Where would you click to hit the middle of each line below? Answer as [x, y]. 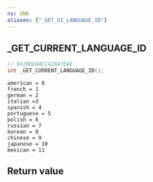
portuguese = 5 [29, 114]
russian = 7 [24, 126]
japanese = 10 [28, 144]
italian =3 [23, 101]
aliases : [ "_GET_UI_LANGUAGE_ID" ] [57, 20]
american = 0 [26, 83]
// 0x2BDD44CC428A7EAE [40, 64]
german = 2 [23, 96]
